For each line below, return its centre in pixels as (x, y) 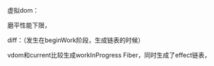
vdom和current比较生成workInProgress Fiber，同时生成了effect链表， (109, 55)
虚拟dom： (23, 10)
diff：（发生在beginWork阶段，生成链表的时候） (76, 40)
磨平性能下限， (29, 25)
